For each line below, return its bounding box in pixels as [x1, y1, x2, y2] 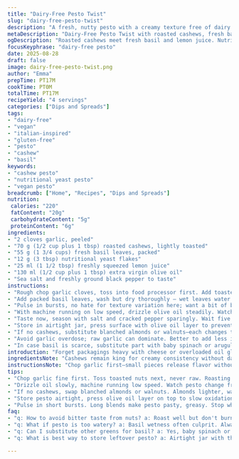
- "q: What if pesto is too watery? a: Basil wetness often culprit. [7, 421, 218, 428]
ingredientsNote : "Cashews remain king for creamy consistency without [7, 355, 224, 362]
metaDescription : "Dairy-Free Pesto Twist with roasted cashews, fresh [7, 30, 224, 38]
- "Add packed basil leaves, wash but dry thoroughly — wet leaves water [7, 295, 231, 303]
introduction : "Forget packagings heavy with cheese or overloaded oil [7, 349, 224, 356]
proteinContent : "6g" [10, 222, 75, 229]
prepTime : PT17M [7, 76, 55, 84]
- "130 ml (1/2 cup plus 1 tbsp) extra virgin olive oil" [7, 269, 183, 276]
